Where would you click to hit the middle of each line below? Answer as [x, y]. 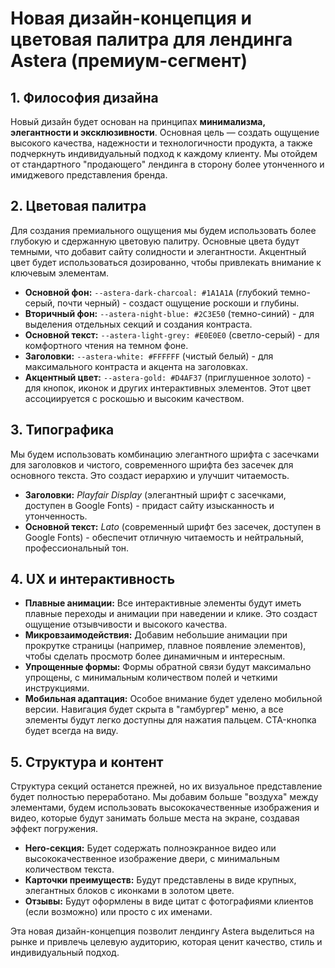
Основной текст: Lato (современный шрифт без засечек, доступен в [173, 526]
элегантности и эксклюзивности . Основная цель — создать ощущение [165, 132]
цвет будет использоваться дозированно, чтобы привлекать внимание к [166, 262]
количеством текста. [69, 869]
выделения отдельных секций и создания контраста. [138, 324]
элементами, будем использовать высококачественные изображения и [165, 808]
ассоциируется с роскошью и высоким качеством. [134, 398]
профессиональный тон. [77, 548]
